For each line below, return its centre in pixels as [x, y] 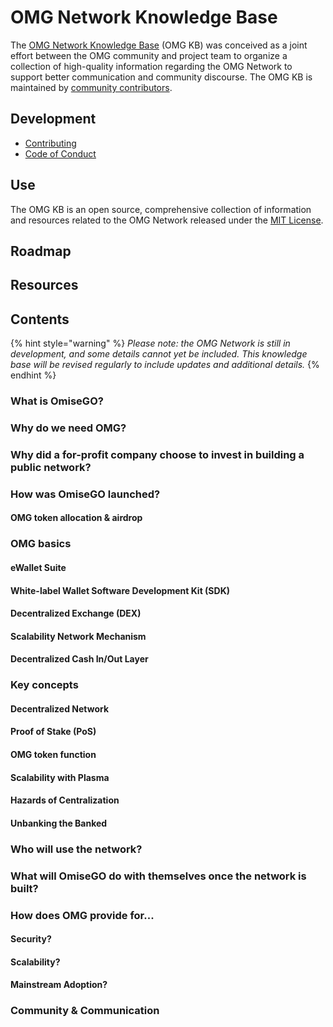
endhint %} [33, 375]
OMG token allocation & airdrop [76, 518]
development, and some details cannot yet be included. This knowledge [159, 354]
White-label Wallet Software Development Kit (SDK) [120, 590]
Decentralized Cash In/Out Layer [79, 659]
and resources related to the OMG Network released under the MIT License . [167, 220]
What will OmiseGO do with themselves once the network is [158, 876]
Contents [40, 319]
